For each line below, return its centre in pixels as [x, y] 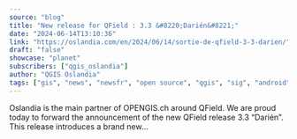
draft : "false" [37, 50]
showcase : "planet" [45, 58]
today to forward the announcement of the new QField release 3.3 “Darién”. [146, 117]
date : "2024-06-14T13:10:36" [63, 33]
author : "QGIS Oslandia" [55, 75]
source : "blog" [37, 17]
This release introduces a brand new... [79, 126]
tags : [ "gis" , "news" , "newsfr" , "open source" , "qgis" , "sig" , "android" [150, 83]
